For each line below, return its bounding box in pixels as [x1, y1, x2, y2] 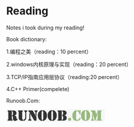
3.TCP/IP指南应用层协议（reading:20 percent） [6, 73, 123, 80]
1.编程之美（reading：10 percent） [6, 48, 92, 55]
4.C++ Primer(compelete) [6, 85, 70, 92]
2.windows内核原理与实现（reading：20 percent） [6, 61, 132, 68]
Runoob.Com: [6, 97, 40, 104]
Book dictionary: [6, 35, 47, 43]
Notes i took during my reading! [6, 24, 85, 31]
